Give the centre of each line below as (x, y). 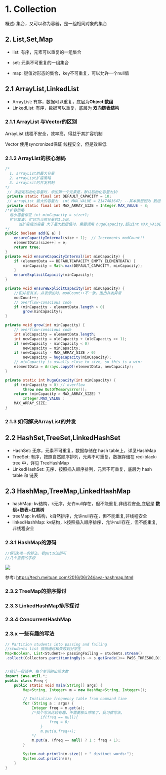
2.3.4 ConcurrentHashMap (38, 620)
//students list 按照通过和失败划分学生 (43, 649)
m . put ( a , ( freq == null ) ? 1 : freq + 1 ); (76, 740)
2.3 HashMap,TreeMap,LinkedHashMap (68, 491)
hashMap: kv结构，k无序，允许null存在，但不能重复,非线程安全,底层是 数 (86, 504)
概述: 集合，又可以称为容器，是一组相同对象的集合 (56, 23)
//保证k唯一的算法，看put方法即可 (36, 553)
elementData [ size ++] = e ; (41, 243)
